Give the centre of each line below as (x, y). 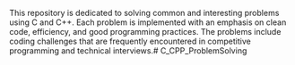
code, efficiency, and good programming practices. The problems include (145, 32)
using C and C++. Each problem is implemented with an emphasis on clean (148, 22)
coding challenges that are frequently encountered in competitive (130, 41)
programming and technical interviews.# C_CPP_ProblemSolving (128, 51)
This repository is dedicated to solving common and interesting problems (144, 13)
